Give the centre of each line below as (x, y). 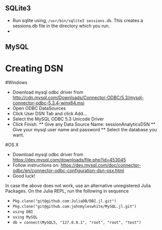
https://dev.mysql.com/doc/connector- (101, 165)
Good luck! (24, 176)
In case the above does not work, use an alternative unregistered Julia (78, 186)
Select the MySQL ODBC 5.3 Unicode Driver (58, 119)
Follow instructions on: (36, 165)
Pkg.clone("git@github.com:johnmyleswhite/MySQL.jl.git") (74, 207)
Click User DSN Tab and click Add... (50, 114)
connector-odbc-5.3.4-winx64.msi (48, 103)
